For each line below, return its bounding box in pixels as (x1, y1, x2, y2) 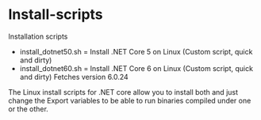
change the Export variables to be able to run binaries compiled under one (8, 96, 251, 105)
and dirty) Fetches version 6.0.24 (19, 72, 129, 81)
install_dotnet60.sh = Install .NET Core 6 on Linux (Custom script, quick (19, 63, 254, 73)
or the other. (8, 104, 49, 114)
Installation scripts (8, 32, 68, 41)
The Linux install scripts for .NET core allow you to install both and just (8, 87, 239, 96)
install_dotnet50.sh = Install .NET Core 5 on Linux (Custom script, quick (19, 47, 253, 56)
